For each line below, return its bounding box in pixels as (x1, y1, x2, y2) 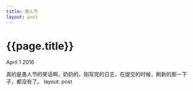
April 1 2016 (6, 59, 34, 66)
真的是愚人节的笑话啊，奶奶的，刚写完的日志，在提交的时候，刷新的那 (6, 71, 177, 78)
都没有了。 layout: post (16, 78, 73, 85)
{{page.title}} (6, 39, 74, 53)
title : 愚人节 (6, 8, 38, 15)
